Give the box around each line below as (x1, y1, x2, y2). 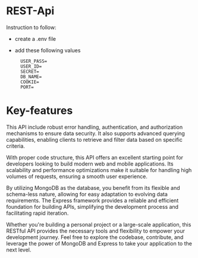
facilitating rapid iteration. (6, 209, 69, 216)
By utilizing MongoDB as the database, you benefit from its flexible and (6, 184, 180, 191)
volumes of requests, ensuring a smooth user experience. (6, 173, 147, 180)
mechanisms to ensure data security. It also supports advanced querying (6, 129, 186, 137)
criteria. (6, 142, 26, 149)
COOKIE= (20, 79, 40, 85)
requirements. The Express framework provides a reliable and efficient (6, 197, 179, 204)
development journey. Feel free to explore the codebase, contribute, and (6, 233, 184, 241)
